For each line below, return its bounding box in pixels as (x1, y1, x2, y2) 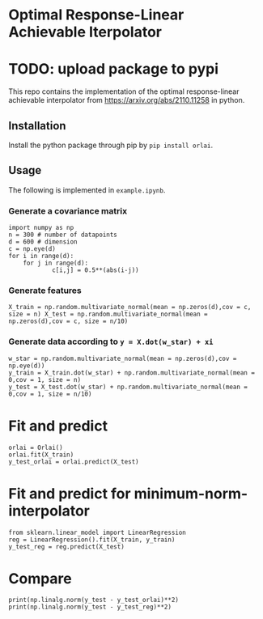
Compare (8, 569, 73, 587)
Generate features (8, 285, 83, 296)
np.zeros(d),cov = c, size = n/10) (8, 317, 129, 325)
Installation (8, 119, 66, 133)
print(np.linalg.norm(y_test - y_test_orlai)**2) (8, 596, 180, 604)
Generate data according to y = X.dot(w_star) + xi (8, 336, 214, 347)
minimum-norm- (134, 484, 248, 502)
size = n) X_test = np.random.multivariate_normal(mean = (8, 310, 208, 319)
